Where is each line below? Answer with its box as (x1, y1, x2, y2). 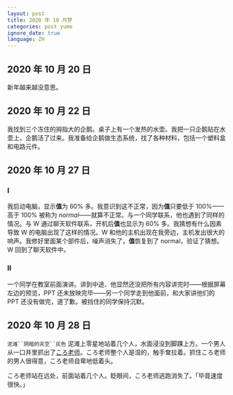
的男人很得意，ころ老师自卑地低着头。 (7, 356, 116, 365)
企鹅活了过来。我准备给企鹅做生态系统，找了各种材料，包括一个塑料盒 (25, 133, 226, 142)
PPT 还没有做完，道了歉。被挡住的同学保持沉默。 (7, 297, 148, 306)
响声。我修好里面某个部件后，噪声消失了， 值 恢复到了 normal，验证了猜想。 (7, 237, 223, 245)
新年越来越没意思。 (7, 82, 62, 91)
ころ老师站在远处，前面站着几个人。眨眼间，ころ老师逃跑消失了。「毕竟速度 (7, 371, 223, 380)
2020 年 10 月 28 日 (7, 319, 92, 331)
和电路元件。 (7, 142, 44, 150)
